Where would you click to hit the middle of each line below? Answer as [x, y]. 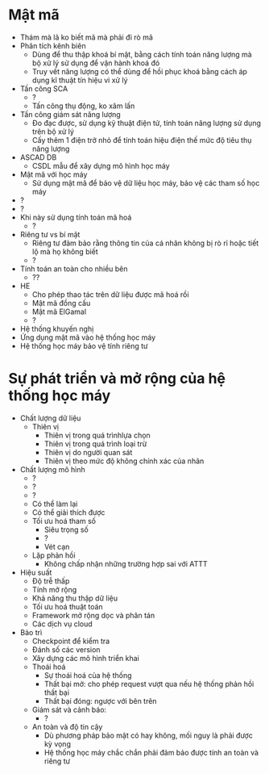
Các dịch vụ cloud [62, 624]
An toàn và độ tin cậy [67, 726]
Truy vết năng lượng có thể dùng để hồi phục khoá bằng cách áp [140, 71]
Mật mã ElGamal [59, 312]
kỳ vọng [57, 743]
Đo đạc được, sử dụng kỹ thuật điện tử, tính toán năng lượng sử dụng [147, 123]
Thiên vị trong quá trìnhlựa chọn [97, 435]
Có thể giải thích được [68, 512]
